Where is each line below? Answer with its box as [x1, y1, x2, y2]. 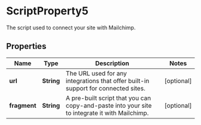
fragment [9, 101, 37, 109]
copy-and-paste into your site [65, 101, 152, 109]
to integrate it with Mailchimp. [65, 109, 149, 117]
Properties [6, 41, 47, 51]
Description [95, 59, 130, 67]
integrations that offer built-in [65, 77, 150, 85]
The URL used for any [65, 69, 127, 77]
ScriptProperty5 [6, 4, 89, 18]
